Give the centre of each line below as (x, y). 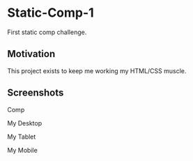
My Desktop (25, 123)
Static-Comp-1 (51, 13)
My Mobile (23, 150)
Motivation (31, 54)
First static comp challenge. (47, 32)
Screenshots (36, 93)
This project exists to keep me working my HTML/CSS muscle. (97, 70)
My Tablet (22, 137)
